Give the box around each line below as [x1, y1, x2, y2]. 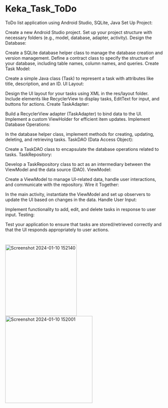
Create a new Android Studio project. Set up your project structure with [5, 29, 152, 35]
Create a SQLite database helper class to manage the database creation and [5, 50, 163, 56]
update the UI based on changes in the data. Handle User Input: [5, 196, 137, 202]
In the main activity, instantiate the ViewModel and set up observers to [5, 191, 151, 197]
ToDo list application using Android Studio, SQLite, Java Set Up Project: [5, 20, 153, 26]
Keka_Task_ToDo [5, 3, 77, 15]
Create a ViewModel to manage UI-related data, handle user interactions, [5, 176, 156, 182]
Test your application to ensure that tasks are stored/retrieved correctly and [5, 221, 162, 227]
